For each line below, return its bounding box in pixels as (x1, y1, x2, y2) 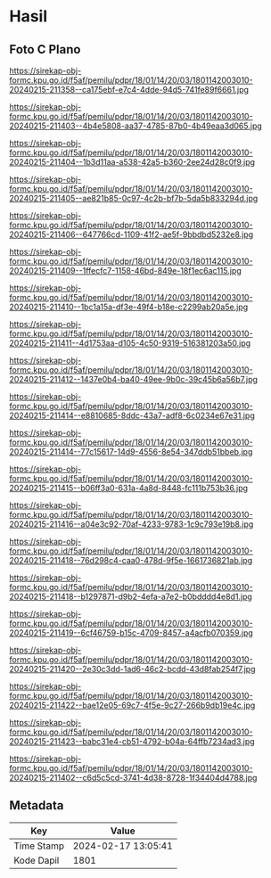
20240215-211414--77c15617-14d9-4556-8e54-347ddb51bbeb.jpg (9, 447, 253, 456)
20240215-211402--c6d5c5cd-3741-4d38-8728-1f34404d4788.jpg (9, 773, 258, 783)
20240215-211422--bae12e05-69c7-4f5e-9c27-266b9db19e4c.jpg (9, 700, 256, 710)
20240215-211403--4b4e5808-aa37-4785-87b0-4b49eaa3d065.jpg (9, 120, 263, 131)
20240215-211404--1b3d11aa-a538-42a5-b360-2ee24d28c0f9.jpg (9, 157, 256, 167)
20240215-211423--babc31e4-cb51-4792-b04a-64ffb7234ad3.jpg (9, 736, 256, 746)
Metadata (9, 798, 64, 813)
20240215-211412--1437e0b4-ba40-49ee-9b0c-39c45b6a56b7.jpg (9, 374, 259, 384)
